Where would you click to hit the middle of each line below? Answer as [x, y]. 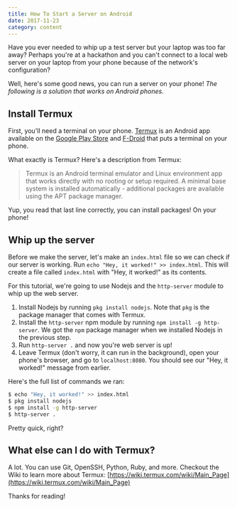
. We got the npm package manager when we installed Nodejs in [130, 330]
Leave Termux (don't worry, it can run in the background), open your [118, 352]
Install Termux [40, 113]
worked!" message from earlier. [65, 368]
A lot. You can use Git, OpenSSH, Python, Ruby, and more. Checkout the [114, 467]
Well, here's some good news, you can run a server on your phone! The [113, 84]
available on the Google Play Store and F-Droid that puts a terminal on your [118, 139]
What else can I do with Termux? [82, 450]
